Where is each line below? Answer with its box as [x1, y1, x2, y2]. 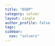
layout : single [5, 16, 35, 21]
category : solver [5, 11, 40, 16]
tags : [5, 25, 16, 30]
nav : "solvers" [9, 34, 40, 39]
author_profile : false [5, 20, 50, 25]
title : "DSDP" [5, 7, 33, 12]
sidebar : [5, 29, 22, 34]
